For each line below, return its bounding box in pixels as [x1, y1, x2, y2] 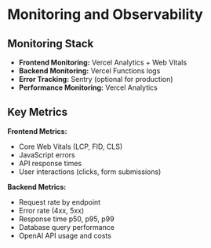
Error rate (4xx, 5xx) [18, 205, 85, 215]
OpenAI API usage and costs [18, 231, 111, 240]
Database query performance [18, 222, 115, 231]
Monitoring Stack [7, 37, 94, 50]
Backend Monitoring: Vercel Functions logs [18, 66, 161, 76]
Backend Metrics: [7, 182, 67, 191]
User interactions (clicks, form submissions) [18, 167, 162, 176]
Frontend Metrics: [7, 126, 67, 135]
